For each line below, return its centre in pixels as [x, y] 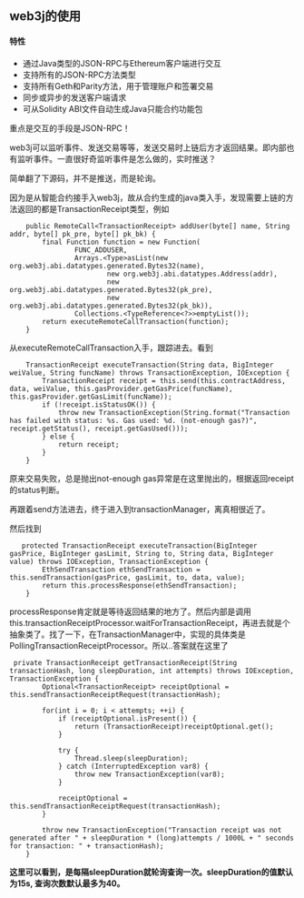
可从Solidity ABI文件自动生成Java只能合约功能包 [113, 108]
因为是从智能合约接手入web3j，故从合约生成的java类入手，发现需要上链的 [147, 197]
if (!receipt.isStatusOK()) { [99, 404]
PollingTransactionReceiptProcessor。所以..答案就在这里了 [119, 645]
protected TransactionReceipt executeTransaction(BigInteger [139, 545]
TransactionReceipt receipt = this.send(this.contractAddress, [164, 380]
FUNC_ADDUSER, [101, 250]
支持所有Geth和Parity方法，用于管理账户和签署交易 [118, 86]
